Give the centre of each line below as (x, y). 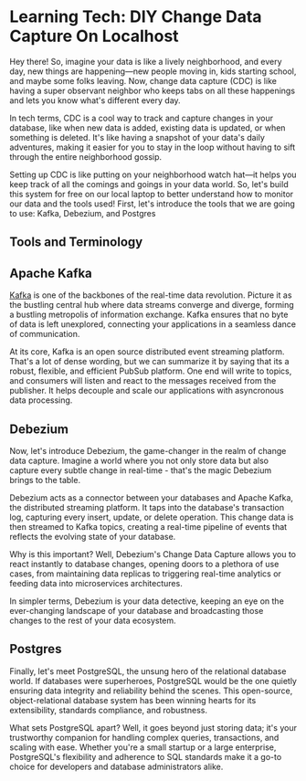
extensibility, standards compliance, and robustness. (109, 710)
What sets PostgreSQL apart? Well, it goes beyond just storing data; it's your (153, 727)
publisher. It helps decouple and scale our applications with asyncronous (147, 391)
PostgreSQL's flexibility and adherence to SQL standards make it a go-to (146, 756)
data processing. (41, 400)
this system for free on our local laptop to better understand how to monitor (152, 194)
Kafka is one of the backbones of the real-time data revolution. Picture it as (151, 295)
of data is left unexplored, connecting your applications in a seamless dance (153, 324)
